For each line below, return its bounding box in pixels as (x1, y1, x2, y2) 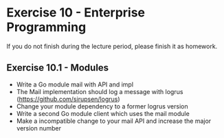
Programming (6, 19, 87, 35)
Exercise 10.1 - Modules (6, 62, 109, 73)
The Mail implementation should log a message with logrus (16, 87, 183, 95)
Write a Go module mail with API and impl (16, 80, 134, 89)
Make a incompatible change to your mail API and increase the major (16, 117, 212, 125)
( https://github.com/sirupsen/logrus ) (16, 95, 121, 103)
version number (16, 124, 62, 132)
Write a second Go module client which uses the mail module (16, 109, 190, 117)
